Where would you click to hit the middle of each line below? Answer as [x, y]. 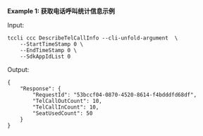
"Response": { [41, 89]
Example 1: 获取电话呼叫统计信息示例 [61, 11]
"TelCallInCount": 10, [66, 107]
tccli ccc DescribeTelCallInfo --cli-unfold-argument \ [93, 38]
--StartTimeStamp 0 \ [51, 44]
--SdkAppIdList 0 [45, 56]
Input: [16, 25]
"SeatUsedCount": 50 [63, 113]
